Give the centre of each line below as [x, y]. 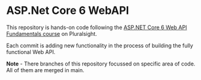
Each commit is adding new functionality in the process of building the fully [100, 45]
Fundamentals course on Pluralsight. [52, 33]
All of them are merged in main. [45, 70]
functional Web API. [31, 52]
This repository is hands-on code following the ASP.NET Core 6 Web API [97, 27]
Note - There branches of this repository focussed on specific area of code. [101, 64]
